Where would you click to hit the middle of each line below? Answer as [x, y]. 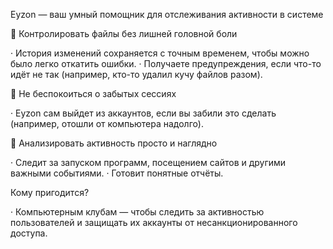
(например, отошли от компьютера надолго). [107, 123]
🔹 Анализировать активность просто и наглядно [114, 143]
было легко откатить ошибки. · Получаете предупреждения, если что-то [166, 63]
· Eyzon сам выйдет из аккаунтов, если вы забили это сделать [143, 113]
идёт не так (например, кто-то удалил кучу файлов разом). [136, 74]
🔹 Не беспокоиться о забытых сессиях [93, 93]
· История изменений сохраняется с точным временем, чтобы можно [160, 53]
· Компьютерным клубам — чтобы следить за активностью [137, 212]
